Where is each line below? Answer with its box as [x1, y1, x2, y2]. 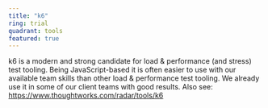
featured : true [8, 34, 60, 43]
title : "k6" [8, 11, 48, 20]
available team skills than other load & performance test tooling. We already [8, 73, 260, 83]
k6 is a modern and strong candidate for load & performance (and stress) [8, 56, 252, 66]
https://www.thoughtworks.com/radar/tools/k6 [8, 90, 164, 101]
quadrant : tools [8, 27, 63, 35]
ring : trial [8, 19, 48, 27]
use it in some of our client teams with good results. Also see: [8, 82, 214, 92]
